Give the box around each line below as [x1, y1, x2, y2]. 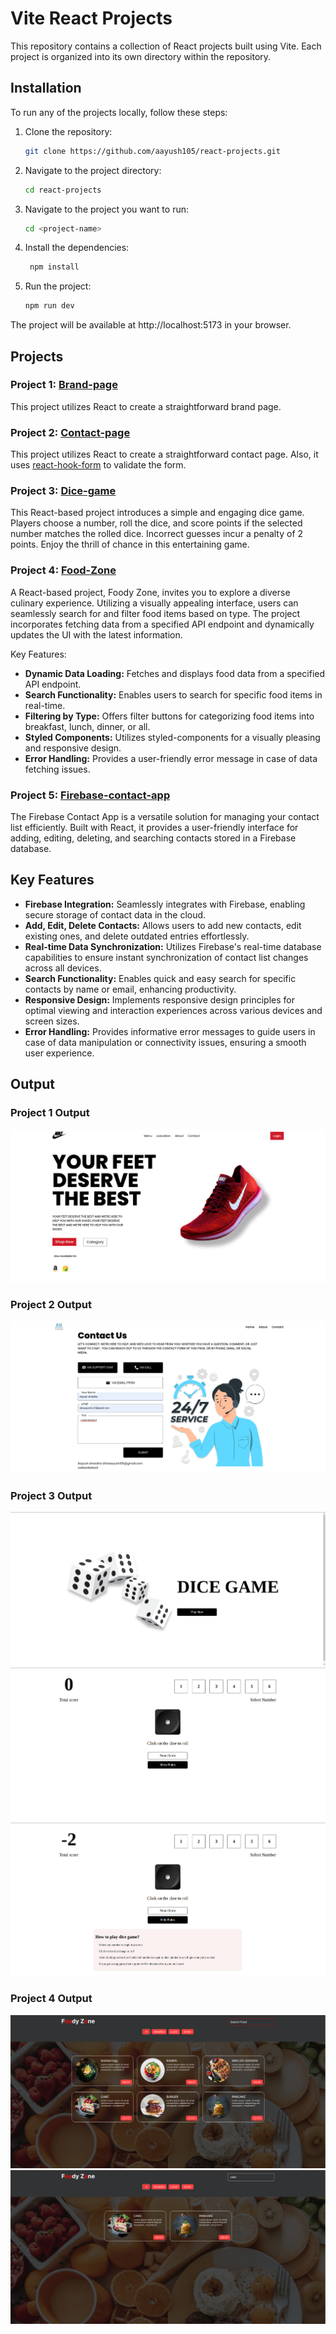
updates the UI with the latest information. [10, 628, 183, 641]
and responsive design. [24, 742, 122, 754]
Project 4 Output [10, 1992, 93, 2006]
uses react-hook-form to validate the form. [10, 459, 187, 471]
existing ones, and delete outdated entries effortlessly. [24, 930, 250, 942]
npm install [29, 262, 80, 272]
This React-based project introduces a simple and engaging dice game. [10, 507, 305, 519]
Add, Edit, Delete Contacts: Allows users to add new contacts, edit [24, 919, 302, 931]
